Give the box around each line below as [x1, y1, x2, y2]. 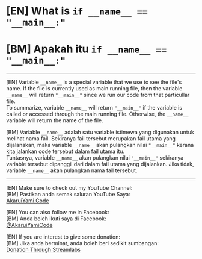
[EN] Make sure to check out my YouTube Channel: [6, 184, 133, 192]
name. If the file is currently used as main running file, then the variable [6, 85, 183, 92]
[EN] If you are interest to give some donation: [6, 233, 120, 240]
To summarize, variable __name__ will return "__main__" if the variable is [6, 104, 182, 111]
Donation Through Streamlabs [6, 246, 81, 254]
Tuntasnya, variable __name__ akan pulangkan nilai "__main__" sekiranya [6, 154, 184, 161]
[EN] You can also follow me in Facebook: [6, 209, 109, 216]
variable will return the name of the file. [6, 117, 103, 124]
